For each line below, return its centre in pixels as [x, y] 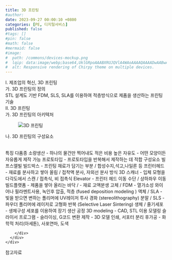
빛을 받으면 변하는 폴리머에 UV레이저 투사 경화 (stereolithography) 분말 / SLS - [85, 198]
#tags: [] [16, 34]
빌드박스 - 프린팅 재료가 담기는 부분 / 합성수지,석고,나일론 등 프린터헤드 [94, 166]
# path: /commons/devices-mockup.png [47, 58]
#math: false [19, 44]
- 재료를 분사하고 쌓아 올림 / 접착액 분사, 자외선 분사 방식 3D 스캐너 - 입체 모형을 [85, 172]
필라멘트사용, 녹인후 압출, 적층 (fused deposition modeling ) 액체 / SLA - [89, 192]
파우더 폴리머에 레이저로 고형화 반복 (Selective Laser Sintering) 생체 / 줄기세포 [84, 204]
